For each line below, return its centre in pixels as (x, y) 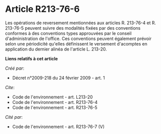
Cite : (10, 87)
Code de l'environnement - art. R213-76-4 (55, 102)
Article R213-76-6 (42, 9)
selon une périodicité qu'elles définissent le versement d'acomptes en (76, 44)
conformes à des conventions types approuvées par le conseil (68, 33)
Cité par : (14, 117)
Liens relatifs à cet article (32, 58)
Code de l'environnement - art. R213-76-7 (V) (58, 127)
